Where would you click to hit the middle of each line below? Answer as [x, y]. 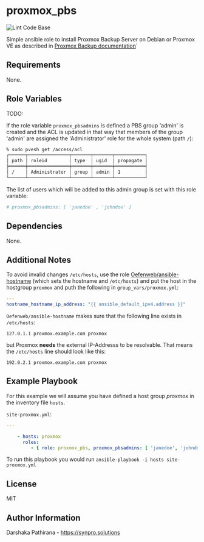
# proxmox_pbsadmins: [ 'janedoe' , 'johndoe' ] [69, 207]
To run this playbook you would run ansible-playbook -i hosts [85, 459]
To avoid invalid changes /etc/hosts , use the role [68, 274]
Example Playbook [42, 381]
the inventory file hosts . [36, 402]
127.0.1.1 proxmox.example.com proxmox [57, 334]
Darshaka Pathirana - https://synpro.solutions [63, 532]
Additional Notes [39, 260]
